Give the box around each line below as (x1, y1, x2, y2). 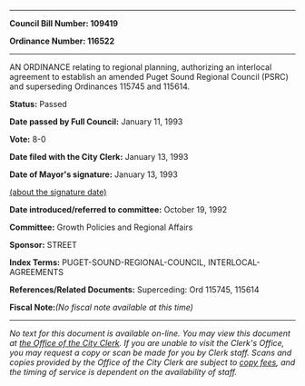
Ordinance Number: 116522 (9, 35, 115, 46)
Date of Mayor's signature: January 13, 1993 (9, 169, 179, 180)
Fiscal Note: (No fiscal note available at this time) (9, 302, 193, 312)
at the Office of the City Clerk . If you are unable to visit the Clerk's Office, (9, 338, 285, 348)
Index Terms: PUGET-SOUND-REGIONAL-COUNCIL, (9, 257, 206, 268)
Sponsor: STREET (9, 240, 77, 250)
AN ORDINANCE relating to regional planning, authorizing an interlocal (9, 62, 272, 73)
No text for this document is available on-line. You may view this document (9, 328, 290, 339)
